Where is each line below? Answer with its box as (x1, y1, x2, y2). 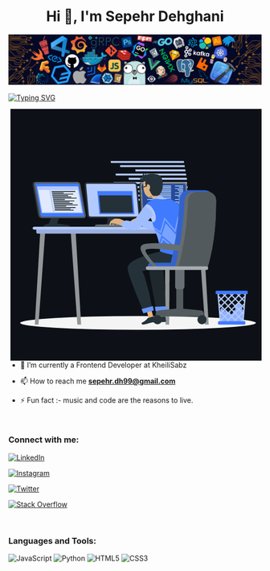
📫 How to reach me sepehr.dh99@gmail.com (19, 376, 176, 386)
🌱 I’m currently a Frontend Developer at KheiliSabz (19, 360, 187, 370)
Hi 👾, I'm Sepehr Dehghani (46, 7, 224, 26)
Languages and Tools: (8, 535, 96, 546)
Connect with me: (8, 434, 80, 445)
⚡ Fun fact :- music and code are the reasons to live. (19, 395, 194, 405)
